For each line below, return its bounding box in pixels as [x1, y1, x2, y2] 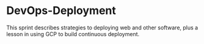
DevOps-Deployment [6, 4, 116, 18]
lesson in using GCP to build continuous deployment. [6, 30, 140, 37]
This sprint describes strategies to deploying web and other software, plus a [6, 24, 199, 31]
